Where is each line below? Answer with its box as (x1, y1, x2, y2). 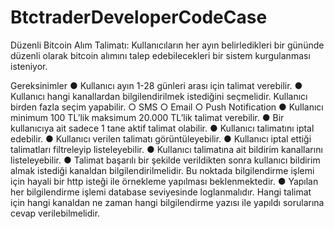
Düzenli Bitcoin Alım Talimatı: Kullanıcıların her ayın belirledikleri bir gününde (10, 39, 325, 51)
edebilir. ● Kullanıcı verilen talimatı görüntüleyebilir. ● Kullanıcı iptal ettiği (10, 132, 312, 145)
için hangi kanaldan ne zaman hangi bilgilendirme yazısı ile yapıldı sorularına (10, 196, 325, 208)
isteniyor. (10, 60, 48, 72)
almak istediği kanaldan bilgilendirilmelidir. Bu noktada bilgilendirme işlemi (10, 164, 315, 176)
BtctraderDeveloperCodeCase (10, 6, 268, 29)
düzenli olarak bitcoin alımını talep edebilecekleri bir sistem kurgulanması (10, 49, 311, 61)
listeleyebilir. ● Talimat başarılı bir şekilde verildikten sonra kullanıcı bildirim (10, 154, 321, 166)
